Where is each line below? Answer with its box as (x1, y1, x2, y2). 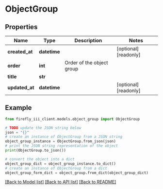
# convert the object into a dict (5, 156, 75, 161)
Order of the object (65, 59, 108, 66)
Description (74, 37, 102, 44)
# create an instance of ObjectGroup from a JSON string (5, 135, 123, 139)
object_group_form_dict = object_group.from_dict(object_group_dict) (5, 170, 149, 175)
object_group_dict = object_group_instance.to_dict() (5, 161, 116, 166)
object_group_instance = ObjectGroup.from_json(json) (5, 139, 116, 144)
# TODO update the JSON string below (5, 125, 81, 130)
